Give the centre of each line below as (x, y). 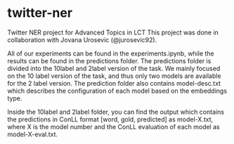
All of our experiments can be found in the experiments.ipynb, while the (111, 53)
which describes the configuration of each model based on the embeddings (117, 91)
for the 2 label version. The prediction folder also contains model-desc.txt (114, 83)
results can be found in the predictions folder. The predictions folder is (109, 60)
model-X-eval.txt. (33, 134)
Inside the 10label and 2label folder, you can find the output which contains (116, 112)
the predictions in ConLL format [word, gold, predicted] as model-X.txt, (110, 119)
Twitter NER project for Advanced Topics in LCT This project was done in (113, 32)
